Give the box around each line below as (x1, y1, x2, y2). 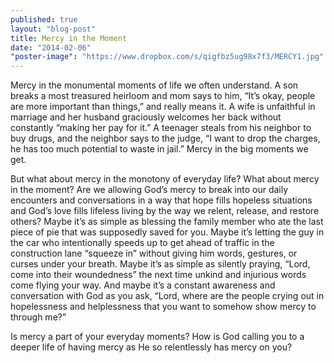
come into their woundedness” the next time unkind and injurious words (10, 269, 307, 281)
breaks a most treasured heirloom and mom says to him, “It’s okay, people (10, 90, 316, 102)
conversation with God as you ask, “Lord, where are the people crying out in (10, 290, 325, 302)
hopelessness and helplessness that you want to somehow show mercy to (10, 301, 317, 313)
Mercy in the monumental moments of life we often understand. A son (10, 79, 299, 91)
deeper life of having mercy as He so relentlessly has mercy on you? (10, 341, 293, 353)
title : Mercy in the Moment (10, 33, 128, 43)
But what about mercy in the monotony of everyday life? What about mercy (10, 173, 320, 185)
